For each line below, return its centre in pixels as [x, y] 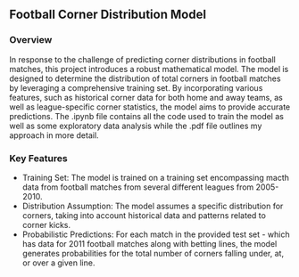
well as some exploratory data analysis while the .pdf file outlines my [136, 126]
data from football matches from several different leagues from [138, 187]
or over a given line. [58, 263]
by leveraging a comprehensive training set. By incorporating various [136, 87]
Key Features [39, 158]
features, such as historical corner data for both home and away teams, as [146, 97]
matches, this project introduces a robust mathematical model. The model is [149, 69]
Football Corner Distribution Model [108, 15]
